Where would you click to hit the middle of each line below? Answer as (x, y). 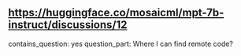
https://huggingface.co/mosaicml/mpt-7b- (116, 13)
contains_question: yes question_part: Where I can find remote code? (121, 44)
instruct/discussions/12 (68, 25)
